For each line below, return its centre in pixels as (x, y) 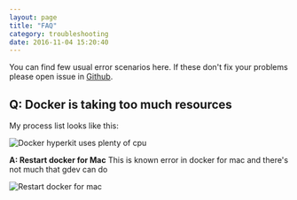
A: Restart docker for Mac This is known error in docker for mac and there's (149, 160)
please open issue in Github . (61, 77)
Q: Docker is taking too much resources (121, 104)
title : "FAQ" (33, 26)
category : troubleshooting (59, 34)
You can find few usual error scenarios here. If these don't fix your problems (148, 67)
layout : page (33, 17)
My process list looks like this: (64, 126)
